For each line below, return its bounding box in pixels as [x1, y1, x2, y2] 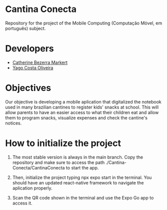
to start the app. [65, 164, 99, 170]
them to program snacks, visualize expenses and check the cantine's [5, 114, 147, 120]
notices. [5, 120, 22, 126]
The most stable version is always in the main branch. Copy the [12, 154, 143, 160]
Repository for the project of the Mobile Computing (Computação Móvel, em [5, 20, 162, 26]
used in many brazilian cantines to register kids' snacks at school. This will [5, 104, 159, 110]
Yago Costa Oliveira [12, 64, 53, 70]
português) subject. [5, 25, 46, 31]
